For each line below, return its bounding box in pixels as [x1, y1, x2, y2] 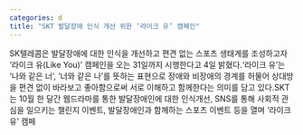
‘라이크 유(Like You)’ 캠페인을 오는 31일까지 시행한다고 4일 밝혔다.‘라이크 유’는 [9, 59, 286, 70]
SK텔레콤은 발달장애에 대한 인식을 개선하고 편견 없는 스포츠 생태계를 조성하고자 [9, 47, 288, 59]
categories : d [9, 13, 63, 23]
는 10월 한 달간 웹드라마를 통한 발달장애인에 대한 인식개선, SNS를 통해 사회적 [9, 92, 279, 104]
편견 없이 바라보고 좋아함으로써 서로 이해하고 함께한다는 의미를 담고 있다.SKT [18, 82, 290, 92]
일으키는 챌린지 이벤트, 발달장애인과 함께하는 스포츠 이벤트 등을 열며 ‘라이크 [25, 104, 291, 115]
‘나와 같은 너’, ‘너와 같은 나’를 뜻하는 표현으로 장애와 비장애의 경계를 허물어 [9, 70, 270, 82]
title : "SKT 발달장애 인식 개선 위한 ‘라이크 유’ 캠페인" [9, 22, 201, 31]
